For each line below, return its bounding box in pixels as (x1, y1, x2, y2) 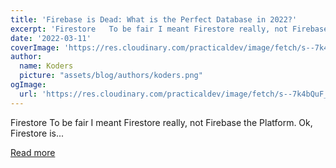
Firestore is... (10, 127, 65, 139)
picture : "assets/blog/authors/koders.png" (19, 71, 203, 81)
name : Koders (19, 61, 74, 71)
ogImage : (10, 80, 47, 90)
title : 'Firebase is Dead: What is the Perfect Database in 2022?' (10, 14, 298, 25)
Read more (10, 146, 56, 158)
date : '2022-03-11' (10, 33, 92, 43)
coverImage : (10, 42, 60, 53)
